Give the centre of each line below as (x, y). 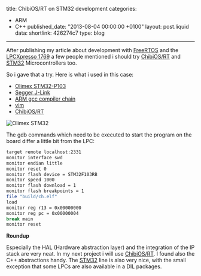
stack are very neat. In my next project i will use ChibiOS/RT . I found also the (100, 254)
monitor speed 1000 (31, 180)
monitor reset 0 (26, 169)
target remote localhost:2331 (44, 152)
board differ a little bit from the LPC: (50, 141)
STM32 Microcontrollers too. (42, 63)
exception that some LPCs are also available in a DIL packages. (84, 266)
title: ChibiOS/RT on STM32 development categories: (71, 9)
